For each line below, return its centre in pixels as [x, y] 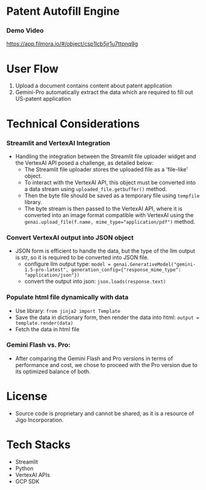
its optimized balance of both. [53, 371]
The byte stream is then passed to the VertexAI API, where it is [103, 208]
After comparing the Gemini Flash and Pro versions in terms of [94, 358]
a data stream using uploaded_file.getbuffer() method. [96, 189]
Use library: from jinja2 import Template [68, 310]
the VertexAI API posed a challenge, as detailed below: [84, 163]
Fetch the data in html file [47, 329]
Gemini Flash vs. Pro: [38, 345]
